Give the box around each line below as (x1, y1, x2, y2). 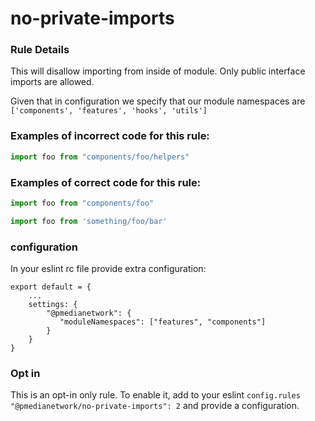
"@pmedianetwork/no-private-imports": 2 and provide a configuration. (10, 400, 300, 412)
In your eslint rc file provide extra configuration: (10, 263, 207, 274)
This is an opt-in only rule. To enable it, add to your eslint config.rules (10, 389, 301, 401)
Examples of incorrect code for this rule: (10, 129, 210, 143)
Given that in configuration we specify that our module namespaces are (10, 95, 306, 107)
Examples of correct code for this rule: (10, 175, 202, 189)
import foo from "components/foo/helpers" (10, 152, 190, 162)
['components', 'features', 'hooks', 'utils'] (10, 106, 208, 116)
